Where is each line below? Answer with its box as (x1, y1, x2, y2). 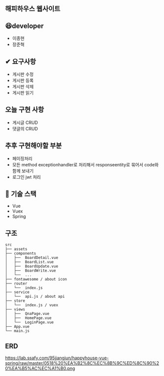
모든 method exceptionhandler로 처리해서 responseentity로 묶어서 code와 (12, 161, 159, 167)
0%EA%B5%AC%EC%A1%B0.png (5, 366, 75, 372)
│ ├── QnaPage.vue (5, 312, 50, 316)
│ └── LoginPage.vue (5, 320, 54, 325)
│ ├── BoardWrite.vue (5, 268, 56, 273)
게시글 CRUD (12, 120, 38, 125)
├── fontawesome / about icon (5, 277, 67, 282)
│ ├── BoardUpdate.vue (5, 264, 58, 269)
